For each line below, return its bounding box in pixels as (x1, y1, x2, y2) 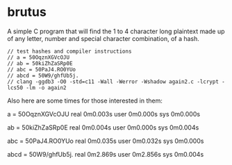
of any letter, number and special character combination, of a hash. (7, 34, 200, 42)
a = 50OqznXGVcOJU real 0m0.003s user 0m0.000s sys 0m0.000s (7, 110, 200, 118)
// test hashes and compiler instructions (7, 48, 132, 55)
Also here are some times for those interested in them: (7, 96, 163, 105)
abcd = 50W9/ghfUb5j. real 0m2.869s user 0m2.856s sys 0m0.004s (7, 150, 204, 158)
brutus (7, 4, 47, 20)
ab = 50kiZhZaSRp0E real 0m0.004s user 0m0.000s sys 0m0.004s (7, 123, 199, 132)
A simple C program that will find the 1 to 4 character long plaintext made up (7, 27, 225, 35)
